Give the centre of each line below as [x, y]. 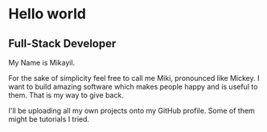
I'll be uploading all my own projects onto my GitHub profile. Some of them [131, 110]
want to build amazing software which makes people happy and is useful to [133, 86]
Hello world [47, 14]
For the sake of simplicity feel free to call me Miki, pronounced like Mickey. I [134, 78]
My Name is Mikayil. [42, 62]
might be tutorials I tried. [49, 119]
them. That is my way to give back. [66, 95]
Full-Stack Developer [62, 44]
